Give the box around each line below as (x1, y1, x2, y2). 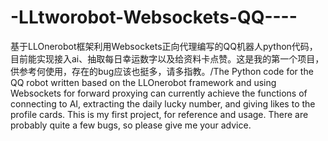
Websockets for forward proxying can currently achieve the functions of (10, 87, 308, 99)
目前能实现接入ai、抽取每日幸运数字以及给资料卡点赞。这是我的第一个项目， (10, 52, 325, 65)
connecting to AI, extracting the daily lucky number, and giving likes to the (10, 97, 316, 110)
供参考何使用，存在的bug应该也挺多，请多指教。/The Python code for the (10, 65, 314, 77)
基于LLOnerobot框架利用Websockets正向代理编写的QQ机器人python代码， (10, 40, 318, 52)
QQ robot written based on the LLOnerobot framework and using (10, 76, 277, 88)
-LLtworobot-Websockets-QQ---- (10, 6, 298, 29)
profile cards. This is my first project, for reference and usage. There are (10, 108, 309, 120)
